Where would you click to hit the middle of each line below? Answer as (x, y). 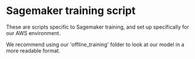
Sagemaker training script (71, 11)
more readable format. (33, 50)
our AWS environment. (33, 33)
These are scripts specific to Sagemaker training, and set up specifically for (98, 27)
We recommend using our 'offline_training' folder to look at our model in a (95, 44)
